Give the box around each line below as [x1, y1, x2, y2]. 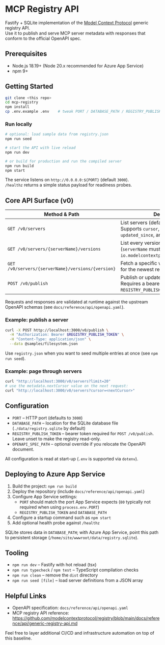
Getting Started [5, 82, 54, 91]
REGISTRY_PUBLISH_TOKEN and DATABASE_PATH [19, 509, 107, 515]
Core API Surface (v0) [5, 196, 74, 205]
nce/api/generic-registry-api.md [12, 620, 78, 626]
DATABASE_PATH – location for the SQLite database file [12, 420, 119, 426]
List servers [120, 219, 148, 226]
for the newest [120, 266, 154, 273]
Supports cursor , [120, 226, 160, 232]
